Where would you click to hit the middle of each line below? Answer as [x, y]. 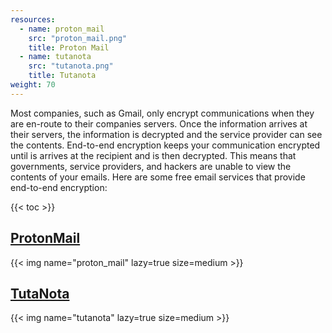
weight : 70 [33, 85]
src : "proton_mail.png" [78, 38]
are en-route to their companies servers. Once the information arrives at [159, 123]
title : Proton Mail [69, 47]
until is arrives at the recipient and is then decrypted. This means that [153, 155]
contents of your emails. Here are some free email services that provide [158, 177]
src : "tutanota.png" [71, 66]
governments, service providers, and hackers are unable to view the [151, 166]
